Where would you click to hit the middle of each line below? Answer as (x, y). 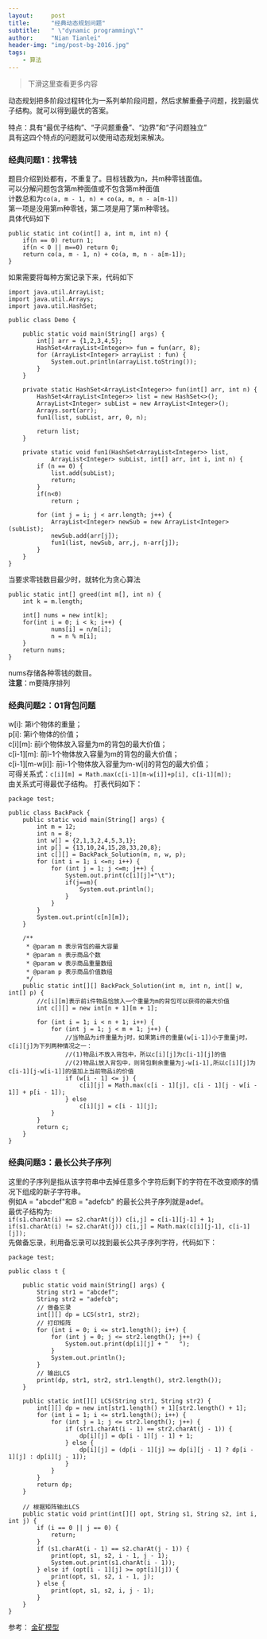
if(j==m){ (81, 883)
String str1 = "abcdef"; (78, 1292)
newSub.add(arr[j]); (85, 536)
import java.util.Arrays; (51, 299)
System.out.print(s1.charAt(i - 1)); (113, 1563)
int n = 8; (55, 834)
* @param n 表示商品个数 (63, 956)
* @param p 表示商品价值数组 (69, 972)
